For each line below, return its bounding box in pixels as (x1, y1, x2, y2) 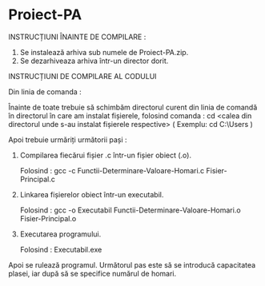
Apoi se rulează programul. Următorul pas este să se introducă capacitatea (8, 260, 256, 269)
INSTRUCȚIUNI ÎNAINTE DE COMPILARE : (8, 32, 147, 42)
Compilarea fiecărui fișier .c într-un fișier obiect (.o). (19, 150, 192, 160)
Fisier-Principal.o (19, 213, 77, 223)
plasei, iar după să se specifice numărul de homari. (8, 268, 177, 278)
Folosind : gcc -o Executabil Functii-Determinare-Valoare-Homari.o (19, 205, 242, 215)
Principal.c (19, 174, 56, 184)
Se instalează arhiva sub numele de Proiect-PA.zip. (19, 47, 189, 57)
